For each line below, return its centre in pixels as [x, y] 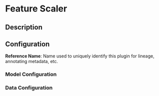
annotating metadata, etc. [32, 61]
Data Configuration [29, 88]
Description [24, 27]
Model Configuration [31, 74]
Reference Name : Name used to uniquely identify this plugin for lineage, [80, 56]
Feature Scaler [36, 9]
